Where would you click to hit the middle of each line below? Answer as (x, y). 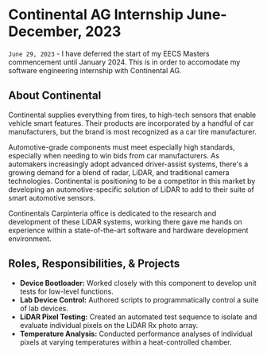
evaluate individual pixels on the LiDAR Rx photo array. (109, 325)
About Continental (55, 96)
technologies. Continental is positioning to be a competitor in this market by (132, 181)
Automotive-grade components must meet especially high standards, (122, 147)
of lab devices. (44, 308)
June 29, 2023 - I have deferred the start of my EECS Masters (109, 53)
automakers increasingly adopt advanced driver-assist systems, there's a (128, 164)
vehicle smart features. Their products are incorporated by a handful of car (131, 123)
